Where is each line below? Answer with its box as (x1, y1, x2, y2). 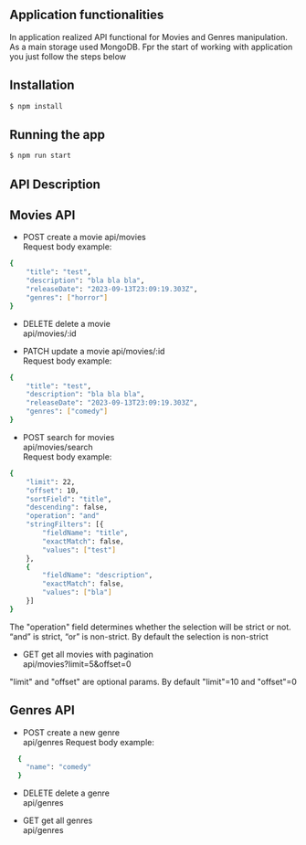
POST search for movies (22, 431, 115, 442)
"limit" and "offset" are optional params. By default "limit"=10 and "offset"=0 (9, 676, 297, 687)
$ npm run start (9, 151, 71, 161)
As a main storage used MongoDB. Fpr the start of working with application (9, 41, 293, 52)
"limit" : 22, (26, 477, 76, 487)
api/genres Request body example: (22, 736, 155, 747)
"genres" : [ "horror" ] (26, 292, 108, 302)
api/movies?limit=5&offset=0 (22, 658, 132, 670)
